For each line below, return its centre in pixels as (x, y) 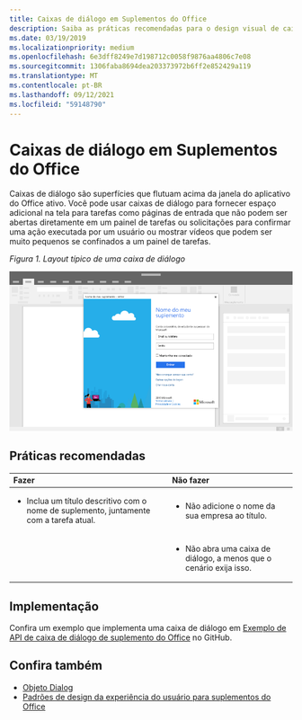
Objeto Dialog (48, 687)
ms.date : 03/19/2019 (48, 38)
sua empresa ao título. (226, 515)
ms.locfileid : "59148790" (58, 104)
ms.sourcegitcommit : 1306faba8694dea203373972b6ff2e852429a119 (130, 67)
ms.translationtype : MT (54, 76)
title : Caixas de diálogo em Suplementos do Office (108, 19)
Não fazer (191, 480)
